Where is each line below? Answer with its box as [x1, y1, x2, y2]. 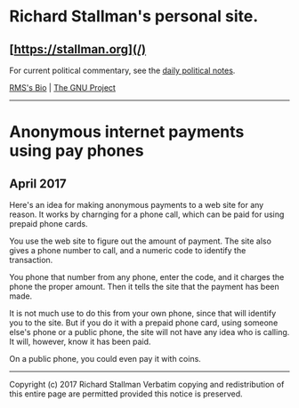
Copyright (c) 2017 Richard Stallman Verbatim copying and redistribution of [9, 380, 285, 389]
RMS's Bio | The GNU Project [9, 83, 116, 92]
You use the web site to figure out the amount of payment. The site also [9, 236, 271, 246]
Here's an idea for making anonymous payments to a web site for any [9, 200, 264, 210]
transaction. [9, 255, 53, 265]
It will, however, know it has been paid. [9, 336, 151, 347]
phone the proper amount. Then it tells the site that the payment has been [9, 282, 280, 292]
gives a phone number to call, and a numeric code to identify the [9, 245, 246, 255]
